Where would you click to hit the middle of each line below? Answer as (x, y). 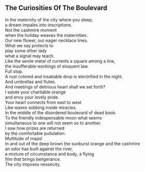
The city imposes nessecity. (33, 164)
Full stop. (14, 71)
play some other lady (26, 51)
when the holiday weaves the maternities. (46, 35)
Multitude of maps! (24, 138)
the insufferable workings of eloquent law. (47, 66)
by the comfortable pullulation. (36, 133)
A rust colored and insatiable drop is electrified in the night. (64, 76)
